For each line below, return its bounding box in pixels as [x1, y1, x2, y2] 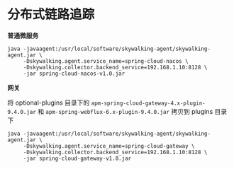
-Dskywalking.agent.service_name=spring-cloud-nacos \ [23, 57, 189, 64]
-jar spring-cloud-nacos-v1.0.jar [23, 70, 126, 77]
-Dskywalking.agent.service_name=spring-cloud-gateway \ [23, 142, 195, 149]
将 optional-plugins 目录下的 [7, 98, 90, 107]
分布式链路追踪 [7, 6, 95, 23]
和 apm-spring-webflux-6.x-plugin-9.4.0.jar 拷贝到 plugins [38, 107, 213, 115]
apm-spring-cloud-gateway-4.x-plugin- [91, 100, 206, 107]
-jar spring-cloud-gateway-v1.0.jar [23, 155, 132, 162]
